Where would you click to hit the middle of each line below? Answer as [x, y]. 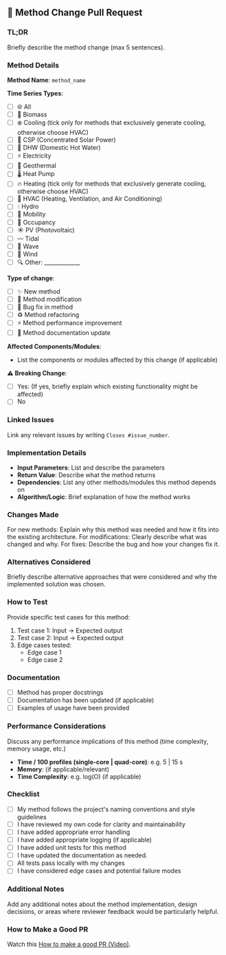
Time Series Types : [35, 93]
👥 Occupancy [36, 222]
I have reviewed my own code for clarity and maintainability [101, 824]
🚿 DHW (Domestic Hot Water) [59, 148]
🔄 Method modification [49, 299]
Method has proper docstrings [60, 692]
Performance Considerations [57, 726]
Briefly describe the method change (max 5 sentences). [86, 47]
